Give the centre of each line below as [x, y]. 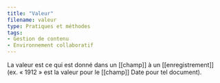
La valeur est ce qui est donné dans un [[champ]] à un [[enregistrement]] [111, 65]
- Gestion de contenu [38, 39]
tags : [15, 33]
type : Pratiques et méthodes [49, 26]
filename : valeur [32, 20]
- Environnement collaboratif [51, 45]
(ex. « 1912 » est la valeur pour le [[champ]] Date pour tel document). [104, 72]
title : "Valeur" [30, 13]
